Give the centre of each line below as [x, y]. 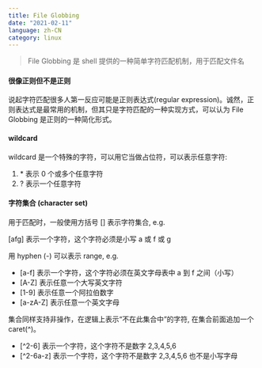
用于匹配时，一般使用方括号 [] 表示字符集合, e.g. [87, 222]
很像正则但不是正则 [40, 81]
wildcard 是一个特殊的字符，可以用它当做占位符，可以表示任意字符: [118, 157]
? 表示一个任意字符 [50, 184]
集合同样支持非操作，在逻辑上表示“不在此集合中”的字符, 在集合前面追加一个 [131, 319]
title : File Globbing [44, 15]
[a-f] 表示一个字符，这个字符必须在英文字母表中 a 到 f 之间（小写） [129, 272]
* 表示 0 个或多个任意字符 [61, 173]
